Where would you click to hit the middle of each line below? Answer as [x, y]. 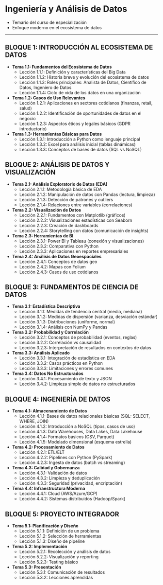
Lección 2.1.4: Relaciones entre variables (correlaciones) [76, 205]
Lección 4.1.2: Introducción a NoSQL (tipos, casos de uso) [77, 426]
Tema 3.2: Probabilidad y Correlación [50, 332]
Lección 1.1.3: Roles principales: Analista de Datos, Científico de [83, 82]
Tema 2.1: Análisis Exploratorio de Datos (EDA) [60, 184]
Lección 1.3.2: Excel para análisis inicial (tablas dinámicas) [77, 144]
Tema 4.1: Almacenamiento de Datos [49, 411]
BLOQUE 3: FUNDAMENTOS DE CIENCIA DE [72, 287]
